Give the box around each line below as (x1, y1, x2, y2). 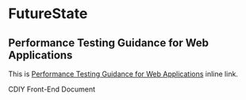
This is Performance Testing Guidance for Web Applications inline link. (8, 69, 238, 79)
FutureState (8, 5, 88, 23)
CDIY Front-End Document (8, 84, 96, 94)
